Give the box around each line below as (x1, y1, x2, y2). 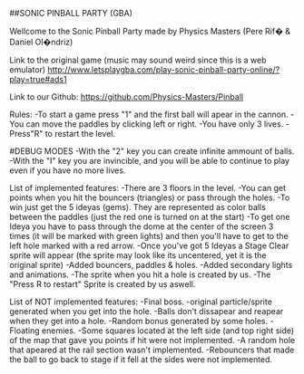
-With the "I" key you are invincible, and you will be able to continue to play (9, 156, 290, 166)
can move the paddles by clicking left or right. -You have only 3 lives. (25, 119, 284, 129)
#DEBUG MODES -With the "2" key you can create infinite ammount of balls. (9, 146, 295, 157)
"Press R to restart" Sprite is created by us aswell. (9, 279, 196, 289)
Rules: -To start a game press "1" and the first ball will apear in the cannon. (9, 109, 289, 120)
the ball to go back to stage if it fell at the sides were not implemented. (9, 354, 273, 365)
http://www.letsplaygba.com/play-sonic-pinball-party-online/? (47, 64, 280, 75)
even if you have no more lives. (9, 165, 126, 176)
